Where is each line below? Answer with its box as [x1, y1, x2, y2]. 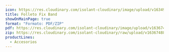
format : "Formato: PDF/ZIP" [5, 21, 64, 26]
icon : [5, 7, 17, 12]
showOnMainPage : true [5, 16, 51, 21]
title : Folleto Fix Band [5, 12, 57, 17]
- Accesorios [10, 40, 37, 45]
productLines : [5, 35, 35, 40]
